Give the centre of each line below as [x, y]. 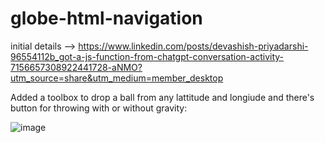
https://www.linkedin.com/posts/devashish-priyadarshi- [193, 46]
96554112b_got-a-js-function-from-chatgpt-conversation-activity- [147, 56]
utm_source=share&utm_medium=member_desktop [117, 78]
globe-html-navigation [106, 18]
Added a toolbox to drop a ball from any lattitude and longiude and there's [162, 97]
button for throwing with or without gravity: [99, 108]
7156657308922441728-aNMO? [76, 67]
